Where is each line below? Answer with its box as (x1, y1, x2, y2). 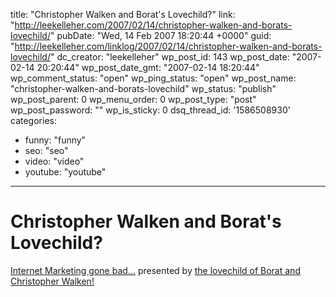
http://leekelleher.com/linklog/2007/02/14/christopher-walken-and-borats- (14, 40, 323, 52)
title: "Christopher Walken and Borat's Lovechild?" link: (10, 9, 236, 20)
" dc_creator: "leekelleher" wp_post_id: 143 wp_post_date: (49, 51, 290, 63)
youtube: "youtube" (24, 166, 107, 178)
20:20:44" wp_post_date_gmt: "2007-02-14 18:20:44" (36, 62, 260, 73)
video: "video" (24, 155, 85, 167)
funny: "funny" (24, 134, 87, 146)
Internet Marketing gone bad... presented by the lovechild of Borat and (10, 264, 301, 276)
